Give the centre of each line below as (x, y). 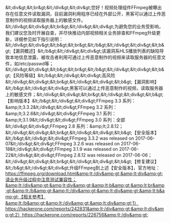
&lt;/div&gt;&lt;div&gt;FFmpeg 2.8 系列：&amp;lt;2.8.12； (64, 126)
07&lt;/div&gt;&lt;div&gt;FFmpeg (39, 144)
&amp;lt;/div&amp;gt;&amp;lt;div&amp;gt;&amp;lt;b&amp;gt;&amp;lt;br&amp (85, 185)
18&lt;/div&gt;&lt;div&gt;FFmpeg (39, 149)
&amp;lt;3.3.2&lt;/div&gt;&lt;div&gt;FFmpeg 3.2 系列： (62, 107)
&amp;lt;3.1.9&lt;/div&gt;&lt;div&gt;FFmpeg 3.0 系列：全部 (65, 120)
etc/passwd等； (37, 63)
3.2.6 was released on (96, 144)
